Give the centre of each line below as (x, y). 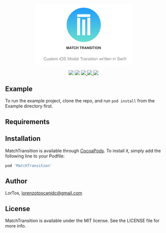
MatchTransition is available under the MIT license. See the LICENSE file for (83, 221)
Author (16, 181)
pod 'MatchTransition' (29, 165)
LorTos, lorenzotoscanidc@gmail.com (44, 193)
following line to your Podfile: (35, 156)
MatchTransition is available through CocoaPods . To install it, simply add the (83, 151)
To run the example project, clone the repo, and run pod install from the (80, 101)
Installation (23, 139)
